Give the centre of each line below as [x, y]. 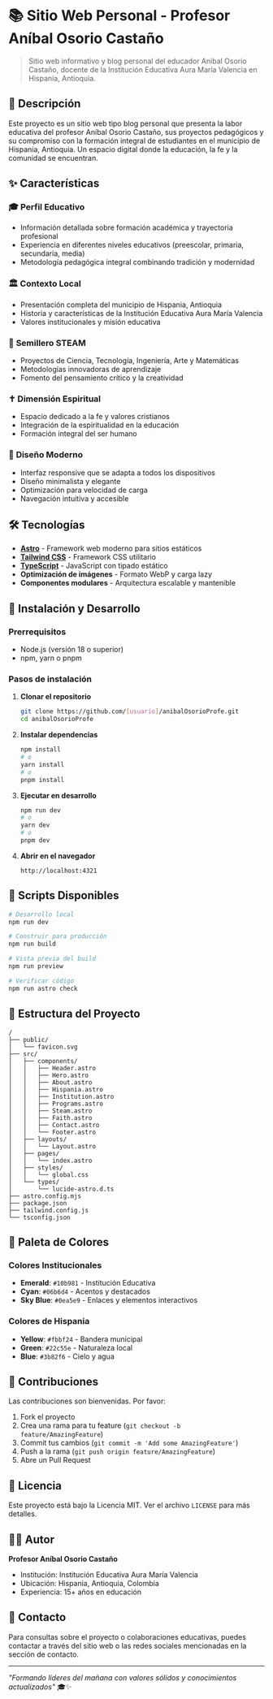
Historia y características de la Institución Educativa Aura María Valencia [141, 313]
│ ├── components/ [43, 1061]
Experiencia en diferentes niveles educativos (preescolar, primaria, [132, 245]
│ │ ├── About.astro [50, 1082]
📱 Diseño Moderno [46, 455]
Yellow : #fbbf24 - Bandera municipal [81, 1339]
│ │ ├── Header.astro [52, 1068]
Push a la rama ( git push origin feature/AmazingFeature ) [118, 1451]
